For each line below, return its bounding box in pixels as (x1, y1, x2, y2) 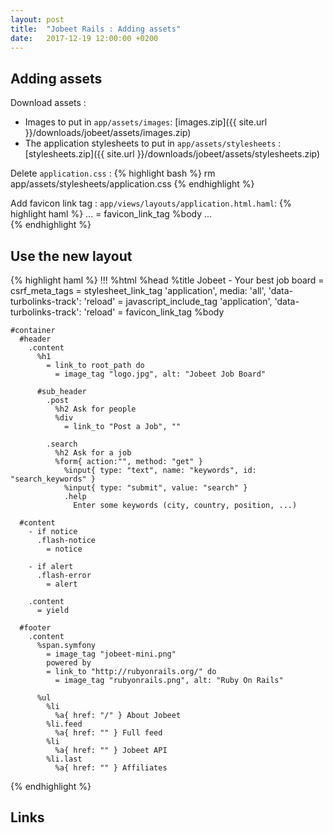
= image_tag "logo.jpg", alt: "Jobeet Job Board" (54, 369, 267, 379)
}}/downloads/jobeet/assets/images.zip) (24, 127, 192, 139)
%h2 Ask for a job (54, 448, 132, 458)
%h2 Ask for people (54, 404, 137, 414)
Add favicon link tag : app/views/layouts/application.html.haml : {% (10, 197, 292, 210)
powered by (46, 658, 92, 668)
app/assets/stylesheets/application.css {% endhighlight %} (10, 178, 255, 190)
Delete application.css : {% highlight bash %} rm (10, 167, 216, 180)
